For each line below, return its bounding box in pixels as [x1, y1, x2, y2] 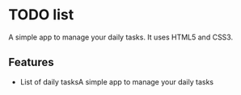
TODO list [8, 6, 74, 24]
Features [8, 56, 54, 69]
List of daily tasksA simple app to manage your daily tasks [19, 76, 214, 86]
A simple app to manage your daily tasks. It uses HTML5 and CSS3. [8, 32, 233, 42]
